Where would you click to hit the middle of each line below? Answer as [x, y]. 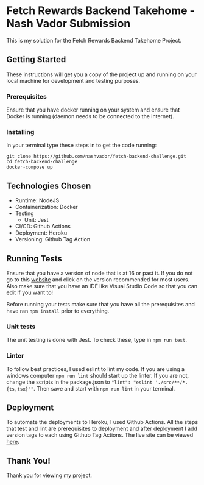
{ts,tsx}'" [20, 389]
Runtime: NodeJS [37, 200]
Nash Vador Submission [69, 23]
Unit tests [21, 327]
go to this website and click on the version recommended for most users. [98, 279]
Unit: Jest [36, 220]
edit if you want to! [30, 292]
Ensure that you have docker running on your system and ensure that [93, 110]
